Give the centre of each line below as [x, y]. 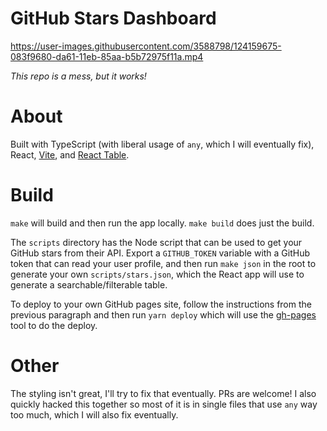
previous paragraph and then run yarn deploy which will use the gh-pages [163, 314]
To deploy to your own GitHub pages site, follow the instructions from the [161, 304]
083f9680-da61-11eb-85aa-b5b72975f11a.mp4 [107, 56]
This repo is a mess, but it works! [78, 76]
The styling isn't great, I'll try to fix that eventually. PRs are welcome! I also [163, 393]
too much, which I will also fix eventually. [94, 414]
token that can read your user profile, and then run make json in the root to [163, 263]
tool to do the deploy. [54, 325]
